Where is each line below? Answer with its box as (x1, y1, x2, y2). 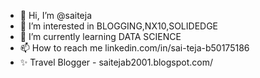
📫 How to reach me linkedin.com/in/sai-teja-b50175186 (19, 42, 250, 54)
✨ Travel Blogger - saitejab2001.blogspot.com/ (19, 56, 213, 68)
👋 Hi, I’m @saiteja (19, 10, 93, 21)
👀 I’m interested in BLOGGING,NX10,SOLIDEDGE (19, 20, 219, 32)
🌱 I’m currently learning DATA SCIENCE (19, 31, 182, 42)
